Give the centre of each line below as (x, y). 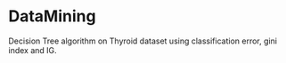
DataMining (52, 16)
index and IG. (33, 50)
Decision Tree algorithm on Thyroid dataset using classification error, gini (143, 41)
